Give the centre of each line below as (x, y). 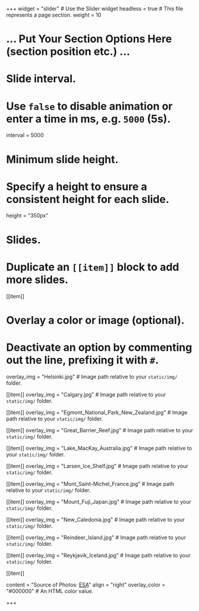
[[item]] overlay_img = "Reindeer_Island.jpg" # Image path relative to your (96, 537)
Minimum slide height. (62, 159)
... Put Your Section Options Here (89, 39)
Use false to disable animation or (90, 106)
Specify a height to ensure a (77, 186)
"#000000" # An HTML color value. (50, 591)
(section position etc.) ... (68, 52)
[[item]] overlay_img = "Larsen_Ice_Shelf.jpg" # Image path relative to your (97, 466)
